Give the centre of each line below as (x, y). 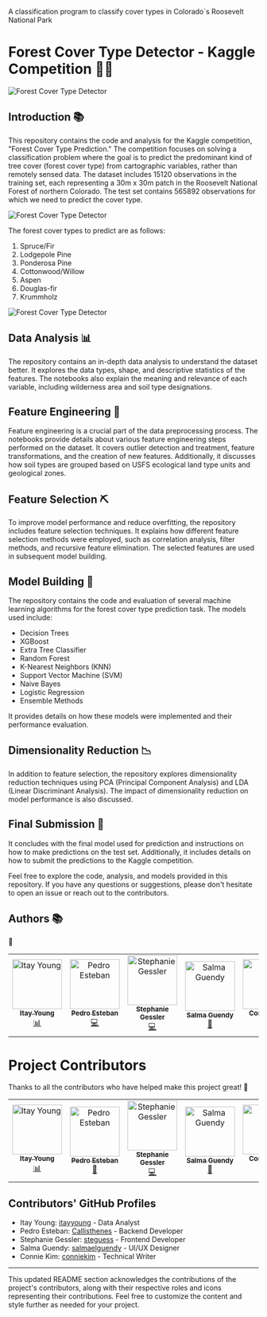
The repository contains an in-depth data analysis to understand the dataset (133, 361)
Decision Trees (44, 633)
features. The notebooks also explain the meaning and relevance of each (128, 378)
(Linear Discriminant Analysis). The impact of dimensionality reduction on (128, 790)
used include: (31, 617)
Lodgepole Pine (45, 254)
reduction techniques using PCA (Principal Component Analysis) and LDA (128, 782)
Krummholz (39, 296)
